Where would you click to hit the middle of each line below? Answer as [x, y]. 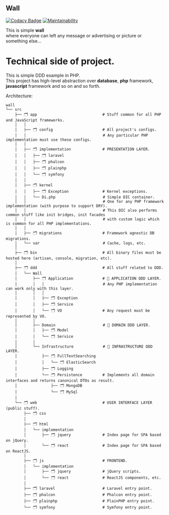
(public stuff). [23, 408]
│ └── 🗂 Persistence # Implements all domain [85, 375]
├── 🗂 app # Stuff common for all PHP [88, 115]
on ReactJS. [18, 451]
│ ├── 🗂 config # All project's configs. [86, 130]
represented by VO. [26, 316]
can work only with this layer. [40, 289]
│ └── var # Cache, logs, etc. [80, 243]
